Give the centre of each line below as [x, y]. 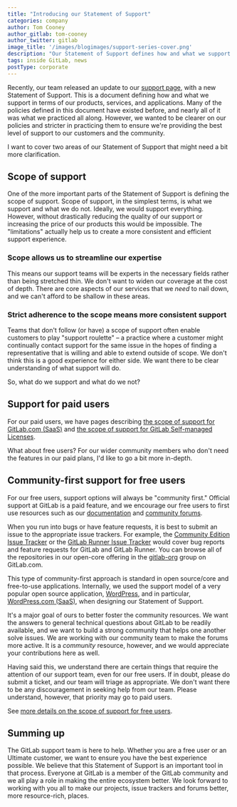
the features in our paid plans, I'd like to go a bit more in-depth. [100, 458]
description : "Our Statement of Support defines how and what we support [119, 54]
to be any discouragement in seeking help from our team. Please [102, 689]
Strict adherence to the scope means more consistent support [117, 315]
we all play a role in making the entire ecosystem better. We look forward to [118, 781]
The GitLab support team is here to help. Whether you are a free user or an [117, 751]
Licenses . [21, 437]
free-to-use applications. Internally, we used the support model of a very [114, 586]
